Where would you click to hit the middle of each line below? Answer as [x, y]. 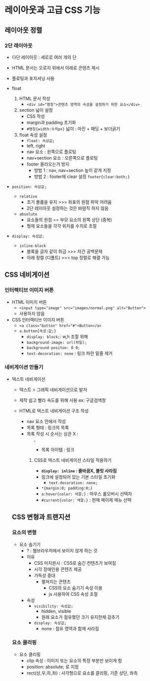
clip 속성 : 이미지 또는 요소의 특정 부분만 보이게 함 [74, 660]
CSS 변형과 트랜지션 [41, 517]
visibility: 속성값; [54, 606]
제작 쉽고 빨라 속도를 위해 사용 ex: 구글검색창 [62, 400]
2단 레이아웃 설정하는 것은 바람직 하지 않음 [68, 208]
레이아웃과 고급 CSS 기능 [53, 10]
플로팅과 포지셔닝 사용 [33, 78]
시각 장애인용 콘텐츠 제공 [58, 569]
